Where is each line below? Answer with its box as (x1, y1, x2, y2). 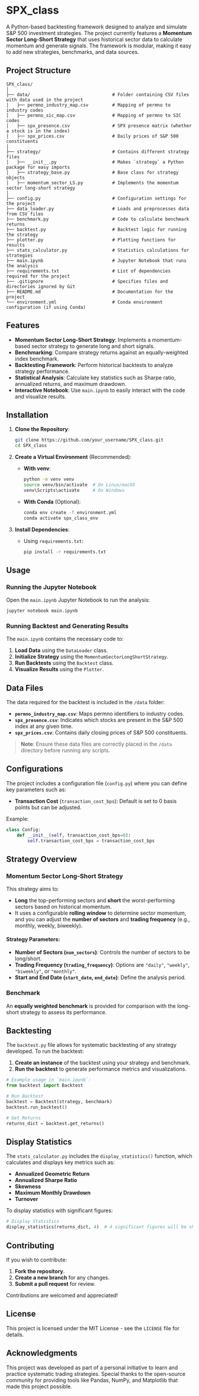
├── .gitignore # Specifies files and (6, 278, 168, 285)
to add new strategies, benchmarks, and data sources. (6, 48, 139, 55)
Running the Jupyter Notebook (6, 583, 97, 591)
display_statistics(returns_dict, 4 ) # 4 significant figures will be (6, 1224, 187, 1230)
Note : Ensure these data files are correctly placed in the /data (20, 740, 172, 747)
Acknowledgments (6, 1348, 78, 1358)
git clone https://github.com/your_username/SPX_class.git (14, 437, 164, 443)
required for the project (6, 273, 70, 279)
